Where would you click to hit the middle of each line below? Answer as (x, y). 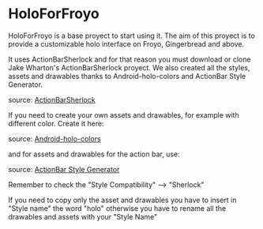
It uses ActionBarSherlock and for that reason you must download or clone (130, 59)
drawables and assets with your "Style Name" (83, 216)
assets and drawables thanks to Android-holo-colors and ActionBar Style (127, 76)
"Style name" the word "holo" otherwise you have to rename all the (117, 208)
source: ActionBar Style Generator (64, 169)
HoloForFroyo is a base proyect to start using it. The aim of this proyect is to (131, 36)
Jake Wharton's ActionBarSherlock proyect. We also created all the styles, (129, 67)
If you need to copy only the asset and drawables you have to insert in (122, 200)
